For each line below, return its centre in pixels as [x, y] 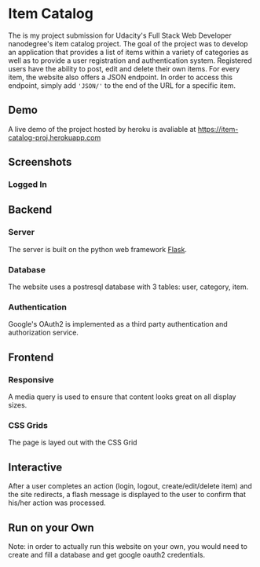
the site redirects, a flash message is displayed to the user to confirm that [127, 495]
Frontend [31, 357]
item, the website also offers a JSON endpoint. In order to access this [121, 77]
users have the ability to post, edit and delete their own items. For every [124, 68]
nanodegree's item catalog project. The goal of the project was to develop [128, 43]
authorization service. [43, 333]
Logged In [27, 185]
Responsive [31, 379]
